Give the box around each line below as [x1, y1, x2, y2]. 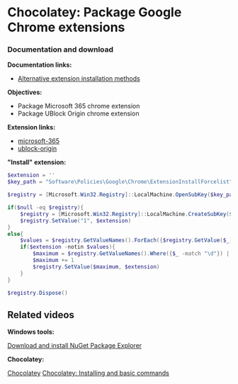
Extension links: [7, 123, 56, 132]
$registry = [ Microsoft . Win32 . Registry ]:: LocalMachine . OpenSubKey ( [7, 191, 211, 198]
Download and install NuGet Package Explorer [7, 341, 142, 350]
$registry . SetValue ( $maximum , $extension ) [33, 263, 160, 270]
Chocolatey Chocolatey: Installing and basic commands [7, 369, 170, 378]
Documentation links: [7, 61, 72, 69]
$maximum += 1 [33, 256, 74, 264]
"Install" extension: [7, 158, 67, 166]
